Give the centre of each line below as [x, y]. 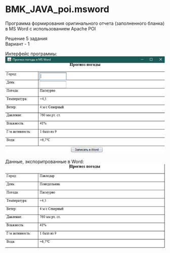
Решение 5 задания [27, 38]
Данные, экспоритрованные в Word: [45, 162]
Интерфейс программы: [31, 54]
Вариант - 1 [17, 44]
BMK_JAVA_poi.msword [57, 9]
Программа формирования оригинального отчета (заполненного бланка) [85, 23]
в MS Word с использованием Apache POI [51, 28]
